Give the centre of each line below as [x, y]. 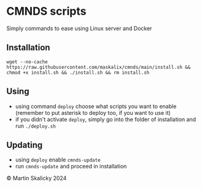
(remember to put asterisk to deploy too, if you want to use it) [93, 112]
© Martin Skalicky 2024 [37, 178]
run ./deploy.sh [36, 126]
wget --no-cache [27, 62]
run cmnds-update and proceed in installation [71, 166]
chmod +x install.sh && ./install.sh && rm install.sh [78, 72]
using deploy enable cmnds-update [58, 160]
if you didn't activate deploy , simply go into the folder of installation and [106, 119]
